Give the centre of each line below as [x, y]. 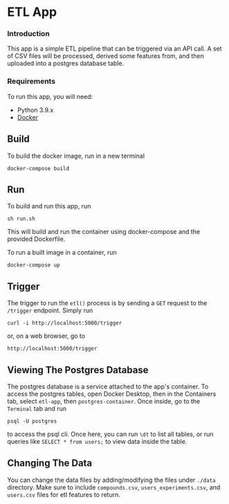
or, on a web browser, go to [46, 336]
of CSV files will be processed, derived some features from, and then [106, 56]
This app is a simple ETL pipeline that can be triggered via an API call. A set [115, 48]
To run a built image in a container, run [62, 253]
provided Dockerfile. [36, 239]
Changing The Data [50, 463]
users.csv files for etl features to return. [64, 494]
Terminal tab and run [37, 408]
